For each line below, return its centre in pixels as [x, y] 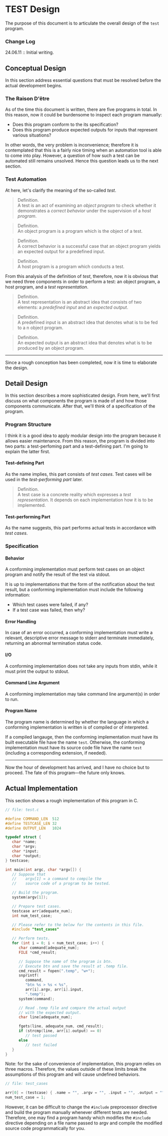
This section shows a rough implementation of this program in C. [72, 800]
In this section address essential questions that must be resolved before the [83, 80]
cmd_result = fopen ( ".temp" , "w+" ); [56, 971]
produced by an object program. [51, 348]
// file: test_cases [27, 1084]
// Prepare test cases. [36, 906]
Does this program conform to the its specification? [65, 124]
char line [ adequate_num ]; [45, 1017]
